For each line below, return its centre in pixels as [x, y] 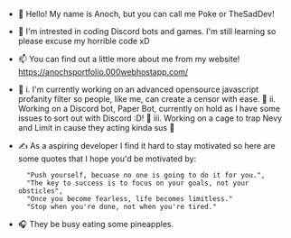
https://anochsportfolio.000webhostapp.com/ [103, 72]
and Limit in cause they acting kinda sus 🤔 [96, 128]
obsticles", [40, 191]
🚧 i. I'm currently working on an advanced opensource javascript [138, 89]
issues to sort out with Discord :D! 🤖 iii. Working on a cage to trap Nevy [150, 118]
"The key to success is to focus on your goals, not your [138, 183]
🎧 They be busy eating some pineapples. [96, 224]
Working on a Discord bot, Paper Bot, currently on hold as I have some [149, 109]
